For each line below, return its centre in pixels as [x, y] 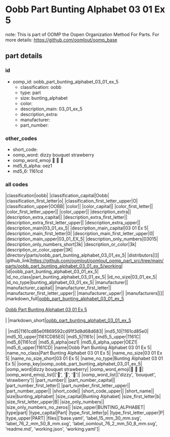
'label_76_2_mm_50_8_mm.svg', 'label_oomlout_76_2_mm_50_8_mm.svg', [81, 424]
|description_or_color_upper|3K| [39, 250]
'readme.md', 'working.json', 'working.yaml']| [53, 429]
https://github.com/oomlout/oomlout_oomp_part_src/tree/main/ [97, 261]
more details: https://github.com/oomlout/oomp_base [61, 40]
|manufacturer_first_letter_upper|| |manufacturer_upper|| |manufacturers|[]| [84, 293]
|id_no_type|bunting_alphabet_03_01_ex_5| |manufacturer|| [67, 283]
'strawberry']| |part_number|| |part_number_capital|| [60, 380]
